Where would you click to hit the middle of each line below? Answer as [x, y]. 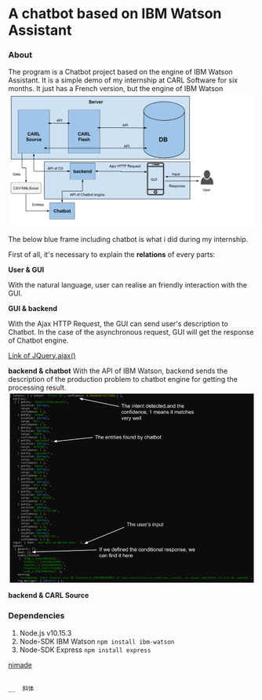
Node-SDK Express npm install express [85, 650]
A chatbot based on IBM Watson [115, 14]
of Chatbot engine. [38, 340]
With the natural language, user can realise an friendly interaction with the [128, 284]
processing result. [37, 387]
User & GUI [26, 269]
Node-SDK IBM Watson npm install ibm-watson [97, 641]
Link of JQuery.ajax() [42, 355]
